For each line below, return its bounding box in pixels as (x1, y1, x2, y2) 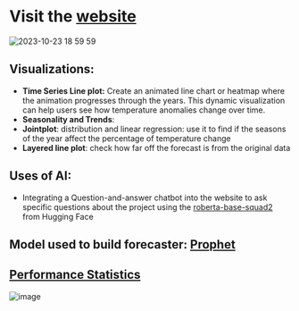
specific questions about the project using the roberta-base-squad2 (21, 201, 274, 212)
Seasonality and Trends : (21, 113, 115, 124)
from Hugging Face (21, 211, 94, 222)
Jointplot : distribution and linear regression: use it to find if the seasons (21, 123, 287, 134)
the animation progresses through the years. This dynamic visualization (21, 95, 286, 105)
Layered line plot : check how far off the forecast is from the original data (21, 142, 291, 153)
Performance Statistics (9, 267, 141, 282)
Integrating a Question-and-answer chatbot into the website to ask (21, 192, 268, 203)
